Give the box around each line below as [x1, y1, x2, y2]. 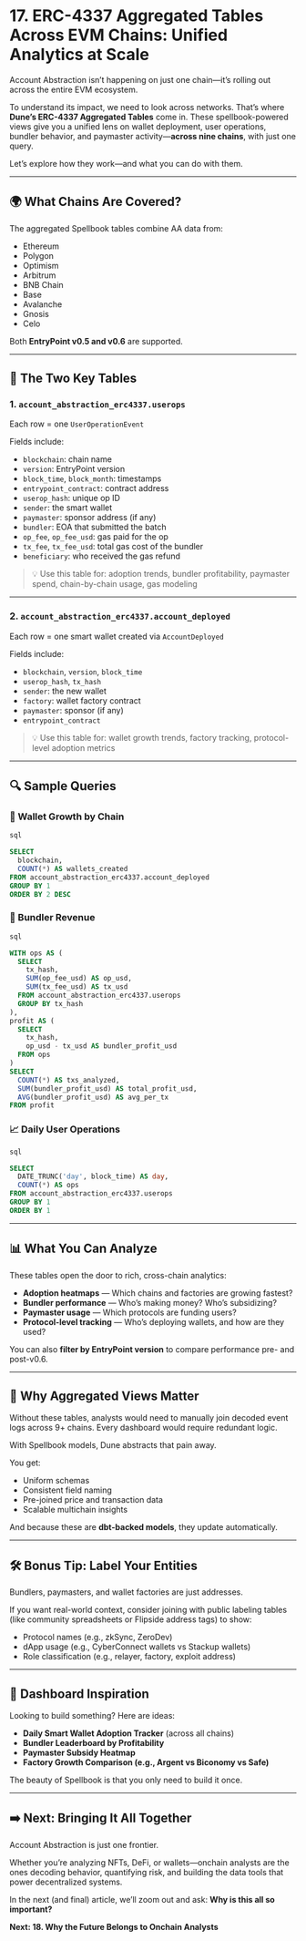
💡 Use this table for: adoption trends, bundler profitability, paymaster [31, 569, 290, 580]
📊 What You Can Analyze [9, 1241, 158, 1257]
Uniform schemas [22, 1475, 90, 1486]
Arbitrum [22, 270, 56, 281]
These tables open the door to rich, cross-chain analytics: [9, 1269, 227, 1280]
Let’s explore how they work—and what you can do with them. [9, 158, 243, 169]
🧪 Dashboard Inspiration [9, 1686, 150, 1701]
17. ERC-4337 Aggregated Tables [9, 5, 264, 26]
